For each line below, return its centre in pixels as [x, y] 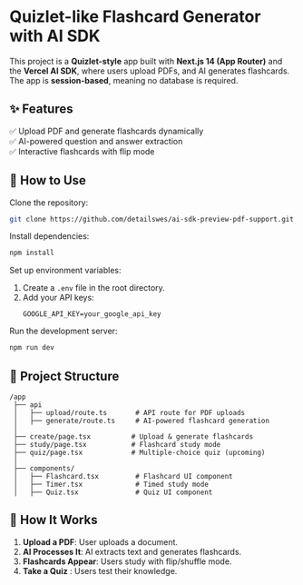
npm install [32, 253]
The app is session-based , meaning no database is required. [124, 80]
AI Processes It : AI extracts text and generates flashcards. [132, 551]
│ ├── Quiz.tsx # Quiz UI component [113, 492]
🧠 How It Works [54, 520]
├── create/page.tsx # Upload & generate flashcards [133, 437]
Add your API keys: [58, 298]
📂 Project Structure [64, 376]
